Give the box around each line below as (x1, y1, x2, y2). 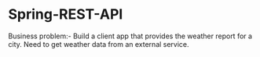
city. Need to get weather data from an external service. (8, 39, 190, 48)
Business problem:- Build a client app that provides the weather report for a (8, 31, 253, 41)
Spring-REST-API (8, 5, 123, 23)
